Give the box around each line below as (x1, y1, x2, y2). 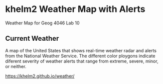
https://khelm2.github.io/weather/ (5, 73, 75, 79)
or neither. (5, 63, 27, 69)
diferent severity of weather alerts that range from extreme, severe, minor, (5, 58, 159, 64)
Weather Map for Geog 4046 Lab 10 (5, 20, 80, 26)
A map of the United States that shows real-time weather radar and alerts (5, 47, 157, 53)
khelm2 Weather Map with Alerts (5, 3, 145, 15)
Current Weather (5, 34, 59, 43)
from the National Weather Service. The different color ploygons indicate (5, 53, 155, 59)
